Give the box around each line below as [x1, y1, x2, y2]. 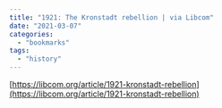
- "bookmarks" [17, 37, 70, 47]
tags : [9, 46, 30, 55]
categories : [9, 29, 54, 38]
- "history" [17, 54, 63, 63]
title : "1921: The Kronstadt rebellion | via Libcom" [9, 12, 215, 22]
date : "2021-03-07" [9, 21, 82, 30]
